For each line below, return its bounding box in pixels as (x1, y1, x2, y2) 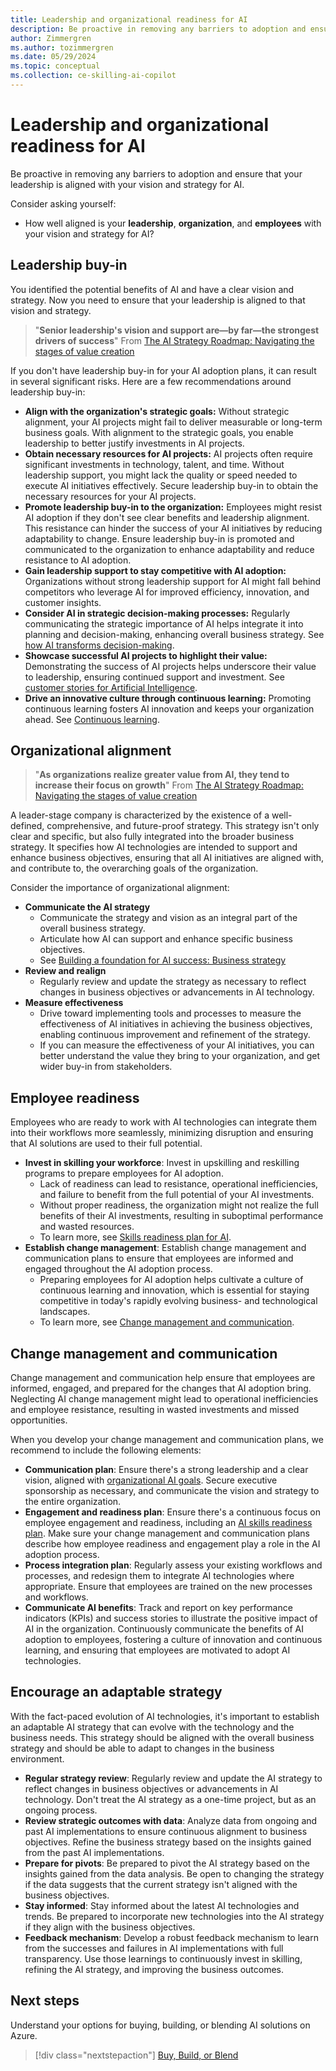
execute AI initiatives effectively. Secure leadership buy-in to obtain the (24, 479, 319, 491)
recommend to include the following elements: (10, 1444, 202, 1456)
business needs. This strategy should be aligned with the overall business (10, 1731, 315, 1743)
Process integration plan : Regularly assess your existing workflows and (24, 1559, 323, 1571)
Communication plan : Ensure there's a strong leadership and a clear (24, 1464, 309, 1476)
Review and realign (24, 965, 107, 977)
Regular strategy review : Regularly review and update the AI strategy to (24, 1772, 323, 1784)
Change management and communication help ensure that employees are (10, 1372, 316, 1384)
